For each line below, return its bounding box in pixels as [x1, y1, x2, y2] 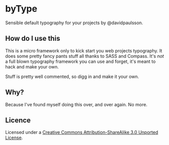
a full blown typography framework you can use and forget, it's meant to [5, 58, 156, 64]
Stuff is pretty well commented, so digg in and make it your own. [5, 74, 139, 80]
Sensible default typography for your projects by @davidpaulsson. [5, 20, 143, 26]
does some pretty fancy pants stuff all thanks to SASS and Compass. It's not [5, 53, 164, 59]
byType [5, 3, 38, 15]
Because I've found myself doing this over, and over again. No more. [5, 101, 148, 107]
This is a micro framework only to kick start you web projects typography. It [5, 47, 162, 53]
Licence [5, 116, 31, 124]
